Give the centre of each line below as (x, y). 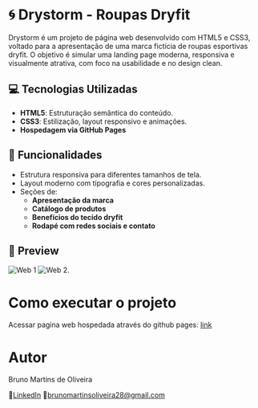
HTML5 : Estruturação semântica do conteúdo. (97, 112)
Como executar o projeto (93, 302)
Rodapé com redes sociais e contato (94, 226)
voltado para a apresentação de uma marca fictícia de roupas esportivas (128, 46)
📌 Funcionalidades (55, 155)
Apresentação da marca (73, 200)
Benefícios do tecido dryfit (77, 217)
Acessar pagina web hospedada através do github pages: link (110, 325)
